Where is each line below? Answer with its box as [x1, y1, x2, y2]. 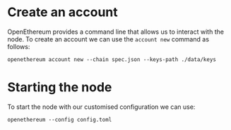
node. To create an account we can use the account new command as [7, 34, 210, 43]
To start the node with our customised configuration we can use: [7, 103, 196, 111]
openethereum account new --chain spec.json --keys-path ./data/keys [7, 56, 217, 63]
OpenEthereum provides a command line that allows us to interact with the [7, 27, 225, 36]
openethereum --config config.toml [7, 116, 112, 123]
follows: [7, 42, 30, 51]
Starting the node [7, 79, 112, 96]
